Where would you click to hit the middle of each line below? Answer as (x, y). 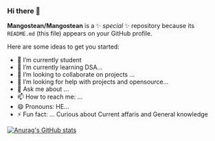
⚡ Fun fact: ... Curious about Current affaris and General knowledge (112, 114)
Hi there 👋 (24, 11)
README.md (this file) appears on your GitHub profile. (80, 34)
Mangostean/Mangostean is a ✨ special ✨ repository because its (101, 26)
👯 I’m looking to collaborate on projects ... (76, 75)
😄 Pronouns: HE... (43, 107)
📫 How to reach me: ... (50, 97)
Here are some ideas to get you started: (64, 47)
